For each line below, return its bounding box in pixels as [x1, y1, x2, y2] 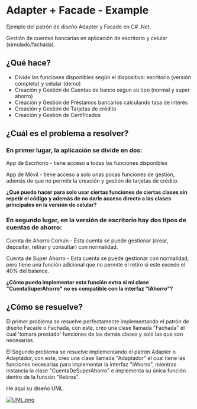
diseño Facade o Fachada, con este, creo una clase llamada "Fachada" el [6, 324, 185, 331]
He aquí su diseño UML [6, 385, 63, 392]
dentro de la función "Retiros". [6, 373, 80, 380]
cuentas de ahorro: [6, 223, 62, 232]
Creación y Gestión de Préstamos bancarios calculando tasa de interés [14, 99, 188, 106]
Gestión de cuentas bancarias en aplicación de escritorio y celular [6, 34, 167, 41]
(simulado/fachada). [6, 41, 56, 48]
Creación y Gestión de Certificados [14, 111, 101, 118]
